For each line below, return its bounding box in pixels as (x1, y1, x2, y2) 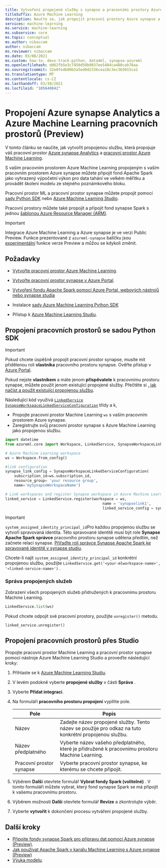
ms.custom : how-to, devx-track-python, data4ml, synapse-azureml (5, 58, 142, 63)
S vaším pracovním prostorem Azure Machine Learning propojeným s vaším (5, 165, 160, 171)
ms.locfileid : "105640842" (5, 85, 61, 91)
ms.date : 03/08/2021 (5, 53, 48, 59)
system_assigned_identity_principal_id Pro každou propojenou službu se (5, 524, 156, 530)
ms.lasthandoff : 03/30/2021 (5, 81, 63, 86)
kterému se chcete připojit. (60, 766, 122, 773)
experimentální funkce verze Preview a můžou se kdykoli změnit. (5, 240, 137, 246)
